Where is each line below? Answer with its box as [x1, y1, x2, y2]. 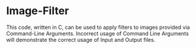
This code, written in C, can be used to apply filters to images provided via [6, 24, 190, 31]
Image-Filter [6, 4, 70, 18]
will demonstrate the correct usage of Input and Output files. [6, 36, 156, 43]
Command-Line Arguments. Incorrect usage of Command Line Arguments [6, 30, 189, 37]
